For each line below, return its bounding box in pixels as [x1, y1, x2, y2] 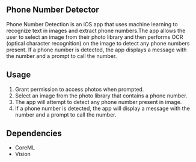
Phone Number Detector [6, 5, 99, 15]
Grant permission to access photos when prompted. [14, 85, 144, 93]
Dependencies [6, 129, 62, 139]
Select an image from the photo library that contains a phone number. [14, 92, 188, 99]
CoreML [14, 144, 35, 151]
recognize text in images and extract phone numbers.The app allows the [6, 27, 186, 34]
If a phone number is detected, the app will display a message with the [14, 105, 191, 112]
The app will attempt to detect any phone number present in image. [14, 98, 182, 105]
